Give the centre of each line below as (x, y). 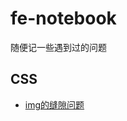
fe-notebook (63, 18)
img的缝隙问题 (54, 104)
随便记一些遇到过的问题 (58, 47)
